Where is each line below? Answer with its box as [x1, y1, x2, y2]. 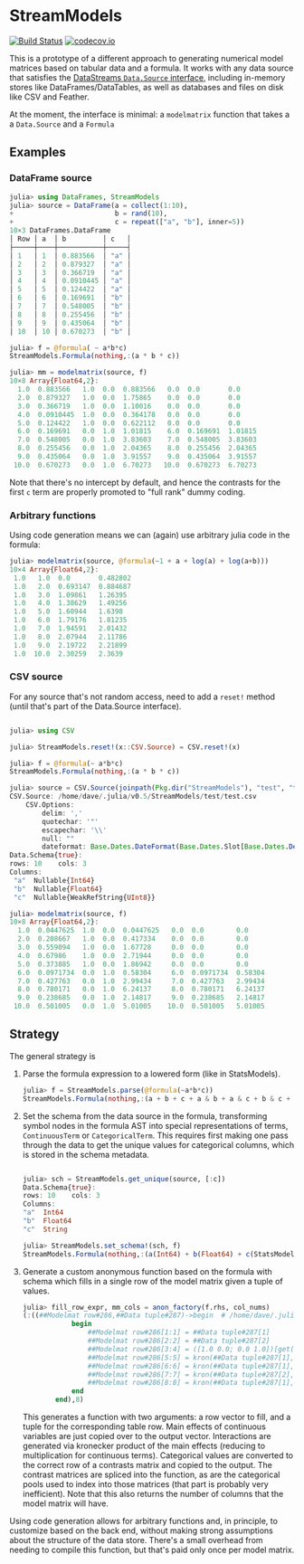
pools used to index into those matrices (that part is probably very [22, 1479, 269, 1490]
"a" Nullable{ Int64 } [13, 876, 95, 885]
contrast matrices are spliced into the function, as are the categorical [22, 1469, 280, 1480]
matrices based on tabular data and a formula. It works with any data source [9, 62, 294, 73]
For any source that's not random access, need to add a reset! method [9, 691, 276, 702]
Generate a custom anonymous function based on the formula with [22, 1265, 273, 1276]
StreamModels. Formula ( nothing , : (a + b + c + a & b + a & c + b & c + [22, 1094, 291, 1104]
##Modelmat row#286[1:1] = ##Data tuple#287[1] [87, 1328, 271, 1337]
